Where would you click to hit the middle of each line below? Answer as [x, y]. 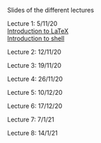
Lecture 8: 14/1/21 [32, 133]
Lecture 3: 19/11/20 [34, 65]
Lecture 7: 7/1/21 [31, 119]
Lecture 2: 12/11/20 [34, 52]
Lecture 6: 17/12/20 [35, 106]
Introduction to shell [36, 38]
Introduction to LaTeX [38, 31]
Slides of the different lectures [50, 10]
